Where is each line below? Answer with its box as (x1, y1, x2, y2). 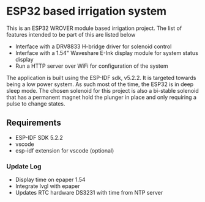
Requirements (6, 118, 61, 128)
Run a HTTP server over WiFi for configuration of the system (15, 62, 168, 70)
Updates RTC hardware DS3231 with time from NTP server (15, 189, 163, 197)
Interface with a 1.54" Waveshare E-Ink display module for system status (15, 49, 199, 56)
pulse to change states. (6, 99, 65, 107)
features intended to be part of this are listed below (6, 31, 136, 38)
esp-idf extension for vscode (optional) (15, 146, 114, 154)
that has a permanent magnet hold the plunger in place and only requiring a (6, 93, 197, 101)
